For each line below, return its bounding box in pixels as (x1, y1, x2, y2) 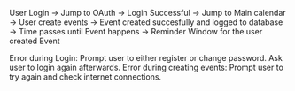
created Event (9, 35, 60, 46)
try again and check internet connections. (9, 72, 162, 82)
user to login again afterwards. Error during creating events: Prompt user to (9, 62, 283, 72)
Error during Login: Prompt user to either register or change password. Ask (9, 53, 283, 63)
